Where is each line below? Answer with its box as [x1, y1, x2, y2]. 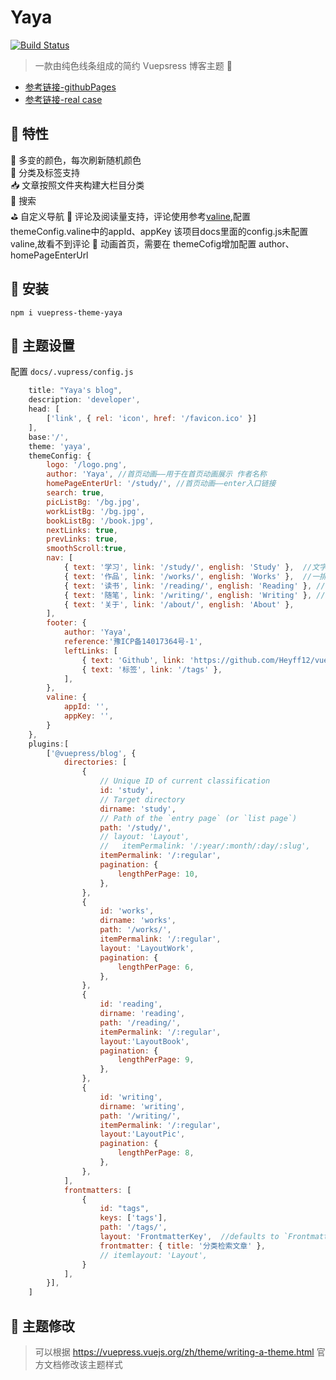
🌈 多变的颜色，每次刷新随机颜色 [10, 154, 142, 166]
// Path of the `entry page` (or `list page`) [99, 813, 298, 823]
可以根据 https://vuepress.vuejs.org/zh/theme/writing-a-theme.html [34, 1346, 315, 1358]
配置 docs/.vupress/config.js [10, 366, 134, 378]
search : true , [46, 488, 105, 498]
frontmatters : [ [63, 1185, 132, 1195]
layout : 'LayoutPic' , [99, 1129, 186, 1140]
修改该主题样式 [61, 1358, 123, 1370]
